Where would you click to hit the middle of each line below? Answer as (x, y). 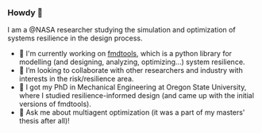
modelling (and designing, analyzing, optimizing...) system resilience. (132, 62)
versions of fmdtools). (55, 104)
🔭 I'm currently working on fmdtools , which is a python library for (125, 54)
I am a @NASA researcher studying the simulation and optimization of (121, 30)
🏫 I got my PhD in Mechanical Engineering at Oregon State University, (133, 87)
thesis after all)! (44, 121)
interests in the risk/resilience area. (76, 79)
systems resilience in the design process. (75, 38)
